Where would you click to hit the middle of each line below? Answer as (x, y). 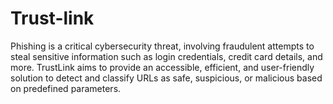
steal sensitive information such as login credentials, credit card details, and (166, 56)
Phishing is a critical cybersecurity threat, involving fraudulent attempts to (162, 46)
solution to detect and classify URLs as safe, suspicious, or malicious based (166, 78)
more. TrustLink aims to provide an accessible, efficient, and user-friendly (162, 67)
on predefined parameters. (66, 88)
